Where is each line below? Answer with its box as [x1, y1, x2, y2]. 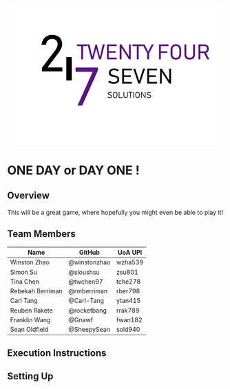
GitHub [79, 249, 100, 257]
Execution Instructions [7, 347, 107, 359]
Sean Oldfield [10, 326, 49, 334]
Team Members [7, 228, 76, 240]
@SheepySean [68, 326, 110, 334]
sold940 [116, 326, 140, 334]
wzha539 [116, 258, 144, 266]
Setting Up [7, 370, 54, 382]
